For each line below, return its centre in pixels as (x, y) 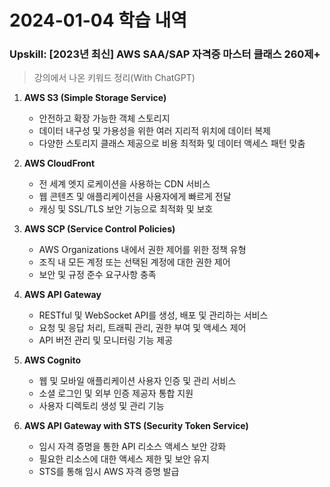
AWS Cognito (52, 360)
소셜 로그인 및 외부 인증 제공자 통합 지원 (116, 393)
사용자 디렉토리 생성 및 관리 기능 (101, 406)
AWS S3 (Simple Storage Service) (95, 98)
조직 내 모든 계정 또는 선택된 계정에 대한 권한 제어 (134, 262)
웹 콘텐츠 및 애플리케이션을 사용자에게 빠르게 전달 (135, 197)
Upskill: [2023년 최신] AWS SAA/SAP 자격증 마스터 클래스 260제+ (165, 54)
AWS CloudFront (59, 163)
